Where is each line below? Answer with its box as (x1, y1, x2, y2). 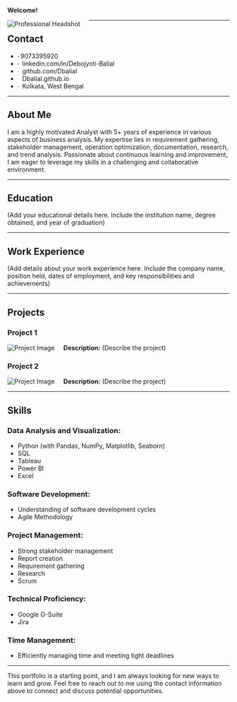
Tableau (17, 456, 42, 465)
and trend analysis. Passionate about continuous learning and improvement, (7, 150, 229, 158)
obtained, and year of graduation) (7, 218, 106, 227)
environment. (7, 165, 46, 174)
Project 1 (7, 328, 37, 338)
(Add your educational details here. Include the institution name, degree (7, 211, 217, 220)
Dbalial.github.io (22, 74, 69, 83)
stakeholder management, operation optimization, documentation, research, (7, 143, 229, 151)
